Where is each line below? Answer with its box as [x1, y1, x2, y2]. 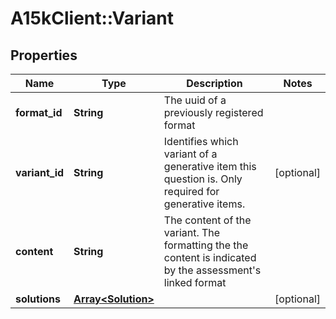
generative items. [163, 197, 246, 211]
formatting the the [163, 238, 249, 252]
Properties [10, 47, 78, 64]
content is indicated [163, 251, 257, 264]
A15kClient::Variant [10, 7, 175, 30]
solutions [15, 292, 61, 306]
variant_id [15, 166, 65, 179]
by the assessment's [163, 263, 262, 277]
